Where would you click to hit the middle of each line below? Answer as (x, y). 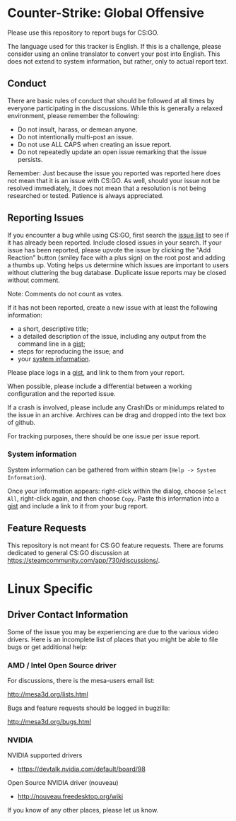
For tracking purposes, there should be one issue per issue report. (104, 436)
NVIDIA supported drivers (45, 755)
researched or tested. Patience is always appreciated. (85, 195)
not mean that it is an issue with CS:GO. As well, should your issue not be (114, 180)
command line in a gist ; (52, 344)
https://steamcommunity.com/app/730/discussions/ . (84, 560)
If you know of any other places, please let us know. (83, 810)
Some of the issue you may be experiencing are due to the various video (113, 631)
